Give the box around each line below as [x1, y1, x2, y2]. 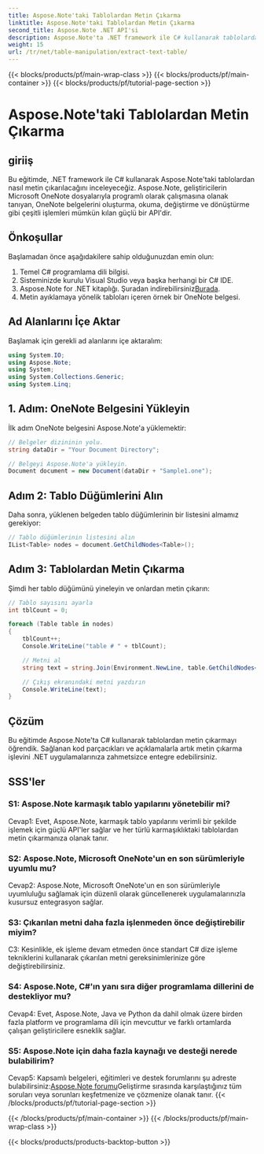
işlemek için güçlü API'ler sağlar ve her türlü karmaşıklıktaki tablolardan [8, 825, 239, 834]
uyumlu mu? [8, 863, 57, 874]
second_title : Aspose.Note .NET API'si [8, 26, 139, 34]
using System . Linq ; [8, 380, 72, 388]
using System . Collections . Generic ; [8, 373, 125, 381]
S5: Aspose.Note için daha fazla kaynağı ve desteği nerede [8, 1045, 238, 1056]
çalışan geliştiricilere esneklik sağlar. [8, 1026, 126, 1035]
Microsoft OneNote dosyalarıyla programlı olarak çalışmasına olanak [8, 191, 229, 201]
